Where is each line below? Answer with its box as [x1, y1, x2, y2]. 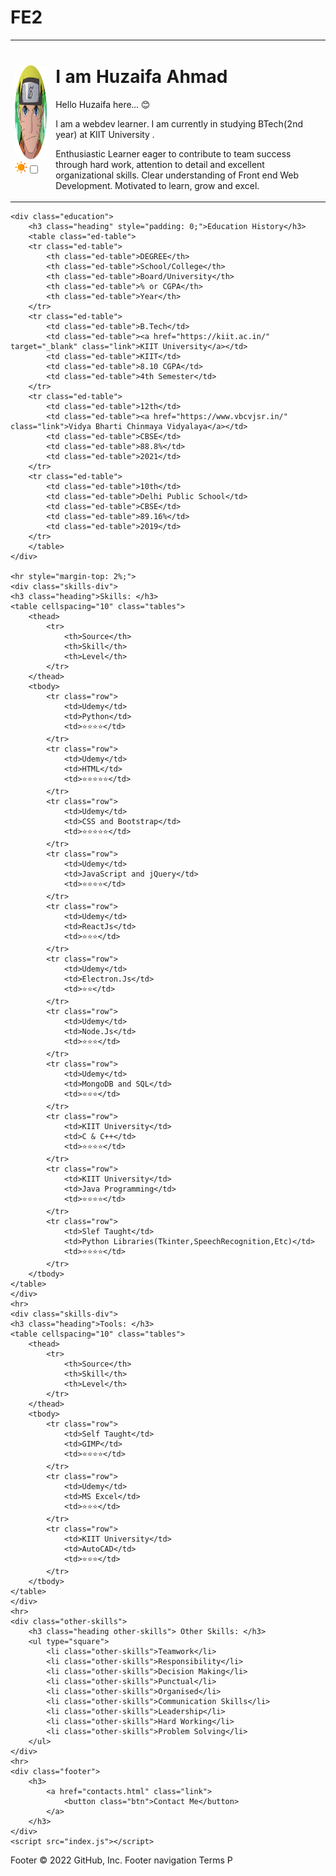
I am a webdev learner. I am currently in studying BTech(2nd [55, 117, 304, 130]
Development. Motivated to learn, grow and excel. [55, 179, 260, 191]
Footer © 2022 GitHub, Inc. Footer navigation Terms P [10, 1854, 233, 1866]
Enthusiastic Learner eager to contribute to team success [55, 147, 292, 160]
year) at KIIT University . [55, 128, 155, 140]
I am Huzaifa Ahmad [55, 65, 228, 88]
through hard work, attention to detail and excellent [55, 158, 265, 170]
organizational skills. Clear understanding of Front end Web [55, 169, 300, 181]
